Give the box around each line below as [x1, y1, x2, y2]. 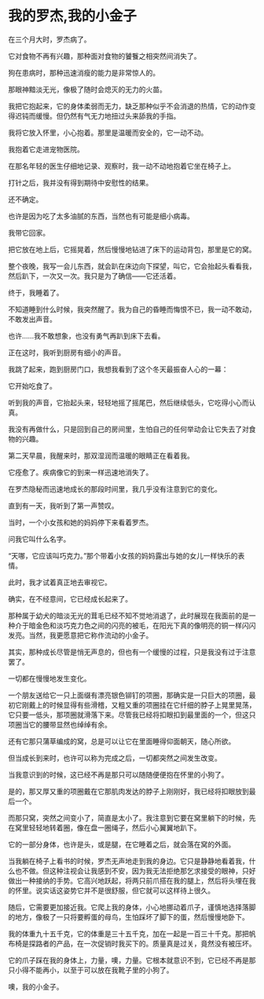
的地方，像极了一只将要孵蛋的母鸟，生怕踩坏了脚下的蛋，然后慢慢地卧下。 [8, 912, 249, 921]
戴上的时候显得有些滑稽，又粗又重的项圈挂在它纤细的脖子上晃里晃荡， [28, 700, 256, 709]
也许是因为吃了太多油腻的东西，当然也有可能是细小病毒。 [8, 211, 194, 221]
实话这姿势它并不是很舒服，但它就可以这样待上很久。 [42, 885, 214, 895]
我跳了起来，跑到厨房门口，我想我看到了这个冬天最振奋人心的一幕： [8, 364, 229, 374]
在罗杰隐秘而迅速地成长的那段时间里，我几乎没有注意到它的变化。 [8, 484, 222, 493]
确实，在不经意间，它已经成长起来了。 [8, 594, 132, 603]
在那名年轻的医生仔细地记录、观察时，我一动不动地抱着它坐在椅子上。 [8, 161, 236, 170]
